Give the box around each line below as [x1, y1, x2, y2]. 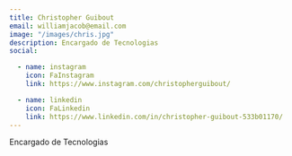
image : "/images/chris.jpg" [9, 30, 115, 39]
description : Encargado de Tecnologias [9, 38, 159, 48]
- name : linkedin [17, 95, 83, 104]
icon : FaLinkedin [25, 104, 91, 113]
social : [9, 47, 39, 56]
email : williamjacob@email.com [9, 22, 127, 30]
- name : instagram [17, 63, 87, 72]
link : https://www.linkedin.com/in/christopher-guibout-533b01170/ [25, 112, 283, 121]
